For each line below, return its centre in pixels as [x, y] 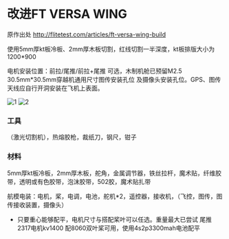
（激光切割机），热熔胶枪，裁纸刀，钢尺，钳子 [72, 137]
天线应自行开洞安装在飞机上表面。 [55, 88]
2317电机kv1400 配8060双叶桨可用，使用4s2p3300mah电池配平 [109, 228]
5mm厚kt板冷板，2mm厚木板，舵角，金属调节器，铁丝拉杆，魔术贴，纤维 [111, 173]
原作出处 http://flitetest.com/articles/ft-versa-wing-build [87, 34]
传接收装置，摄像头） [37, 205]
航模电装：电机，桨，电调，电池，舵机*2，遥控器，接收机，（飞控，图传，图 [115, 196]
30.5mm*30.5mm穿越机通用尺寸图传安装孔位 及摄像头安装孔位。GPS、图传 [114, 79]
